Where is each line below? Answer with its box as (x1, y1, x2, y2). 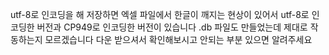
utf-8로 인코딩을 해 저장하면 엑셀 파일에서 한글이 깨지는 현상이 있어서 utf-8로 (10, 9, 310, 20)
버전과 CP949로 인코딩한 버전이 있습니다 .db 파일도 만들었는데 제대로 (36, 21, 308, 33)
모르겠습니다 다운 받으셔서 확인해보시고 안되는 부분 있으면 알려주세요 (44, 34, 313, 45)
